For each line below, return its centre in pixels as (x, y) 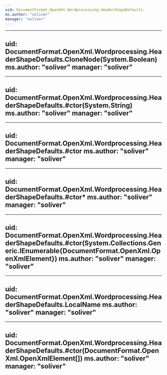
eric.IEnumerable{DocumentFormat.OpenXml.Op (83, 251)
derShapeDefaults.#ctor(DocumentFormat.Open (82, 350)
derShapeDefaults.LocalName (53, 305)
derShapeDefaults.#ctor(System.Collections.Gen (83, 243)
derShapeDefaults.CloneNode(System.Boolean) (81, 59)
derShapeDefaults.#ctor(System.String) (69, 105)
